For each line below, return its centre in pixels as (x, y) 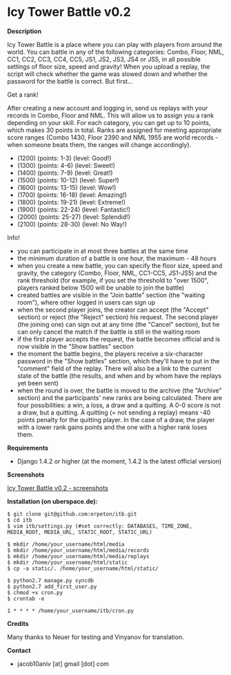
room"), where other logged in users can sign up (86, 302)
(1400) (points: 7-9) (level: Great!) (65, 173)
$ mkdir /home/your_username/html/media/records (78, 550)
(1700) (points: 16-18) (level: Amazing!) (72, 195)
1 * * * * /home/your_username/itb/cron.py (71, 611)
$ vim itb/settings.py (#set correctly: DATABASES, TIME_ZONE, (100, 526)
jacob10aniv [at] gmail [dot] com (63, 663)
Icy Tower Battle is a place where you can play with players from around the (115, 44)
